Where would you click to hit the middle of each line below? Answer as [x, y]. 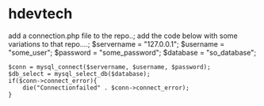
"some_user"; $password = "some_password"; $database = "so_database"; [132, 52]
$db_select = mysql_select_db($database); [79, 74]
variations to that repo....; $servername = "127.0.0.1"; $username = [117, 44]
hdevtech [40, 14]
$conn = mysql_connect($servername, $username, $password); [110, 67]
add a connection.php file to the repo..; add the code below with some [123, 36]
